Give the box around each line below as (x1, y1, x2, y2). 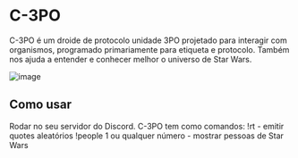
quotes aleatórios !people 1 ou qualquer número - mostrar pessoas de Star (9, 130, 285, 141)
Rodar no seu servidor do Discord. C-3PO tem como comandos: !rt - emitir (9, 121, 285, 131)
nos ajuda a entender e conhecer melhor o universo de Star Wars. (9, 54, 252, 64)
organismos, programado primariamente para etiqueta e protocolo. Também (9, 44, 290, 54)
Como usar (9, 97, 72, 112)
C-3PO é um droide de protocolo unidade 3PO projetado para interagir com (9, 35, 288, 46)
